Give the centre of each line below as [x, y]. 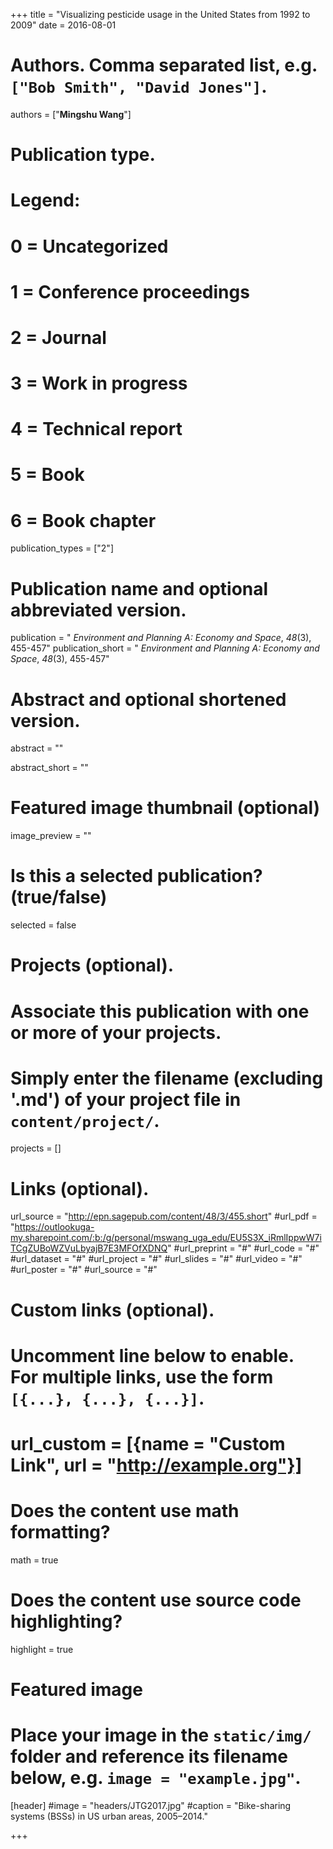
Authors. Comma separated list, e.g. [164, 65]
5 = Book [47, 475]
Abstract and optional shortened [148, 699]
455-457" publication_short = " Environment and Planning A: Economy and [165, 648]
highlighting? [66, 1621]
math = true [34, 1560]
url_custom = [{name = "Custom [148, 1443]
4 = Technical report [96, 429]
